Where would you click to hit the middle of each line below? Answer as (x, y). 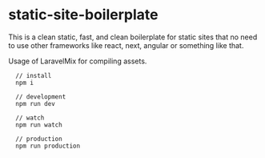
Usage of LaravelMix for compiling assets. (78, 61)
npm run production (48, 146)
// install (34, 75)
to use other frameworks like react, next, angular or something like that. (126, 45)
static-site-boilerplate (83, 15)
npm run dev (36, 103)
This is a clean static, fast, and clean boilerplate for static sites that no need (133, 37)
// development (41, 97)
